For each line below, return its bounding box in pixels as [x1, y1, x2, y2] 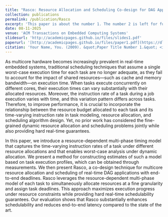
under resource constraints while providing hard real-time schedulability [5, 191, 154, 197]
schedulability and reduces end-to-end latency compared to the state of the [5, 201, 162, 207]
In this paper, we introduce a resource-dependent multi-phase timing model [5, 138, 161, 144]
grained [5, 123, 21, 129]
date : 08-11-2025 [5, 26, 41, 31]
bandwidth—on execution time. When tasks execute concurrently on [5, 80, 146, 86]
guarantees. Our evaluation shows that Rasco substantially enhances [5, 196, 147, 202]
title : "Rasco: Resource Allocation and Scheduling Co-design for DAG [5, 7, 155, 13]
